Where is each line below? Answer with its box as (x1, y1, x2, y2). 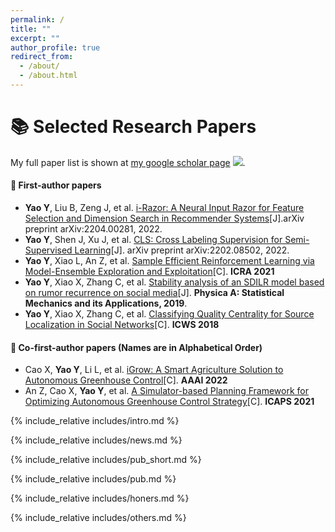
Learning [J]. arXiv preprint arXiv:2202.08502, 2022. (74, 244, 290, 256)
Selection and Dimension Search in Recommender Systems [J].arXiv (24, 212, 305, 225)
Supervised (24, 244, 73, 256)
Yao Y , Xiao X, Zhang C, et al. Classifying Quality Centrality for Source (24, 308, 315, 320)
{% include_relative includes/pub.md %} (10, 473, 177, 485)
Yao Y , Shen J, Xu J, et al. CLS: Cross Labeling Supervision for (24, 234, 283, 246)
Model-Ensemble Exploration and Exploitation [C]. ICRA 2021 (24, 266, 275, 278)
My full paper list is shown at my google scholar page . (10, 156, 246, 168)
